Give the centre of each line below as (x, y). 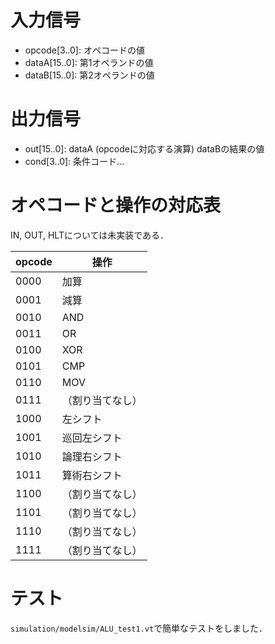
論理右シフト (92, 456)
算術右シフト (92, 475)
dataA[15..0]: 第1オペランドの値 (89, 62)
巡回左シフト (92, 438)
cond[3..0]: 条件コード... (74, 161)
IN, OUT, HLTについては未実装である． (90, 235)
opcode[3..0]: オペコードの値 (84, 50)
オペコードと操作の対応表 (116, 205)
